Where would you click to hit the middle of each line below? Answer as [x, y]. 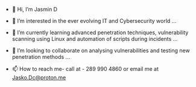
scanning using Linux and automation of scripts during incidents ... [95, 39]
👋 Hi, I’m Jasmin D [35, 9]
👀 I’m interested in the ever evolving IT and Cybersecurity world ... [94, 21]
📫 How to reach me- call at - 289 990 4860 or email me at [85, 69]
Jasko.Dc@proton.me [39, 77]
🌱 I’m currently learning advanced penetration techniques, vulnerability [100, 32]
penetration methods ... [41, 57]
